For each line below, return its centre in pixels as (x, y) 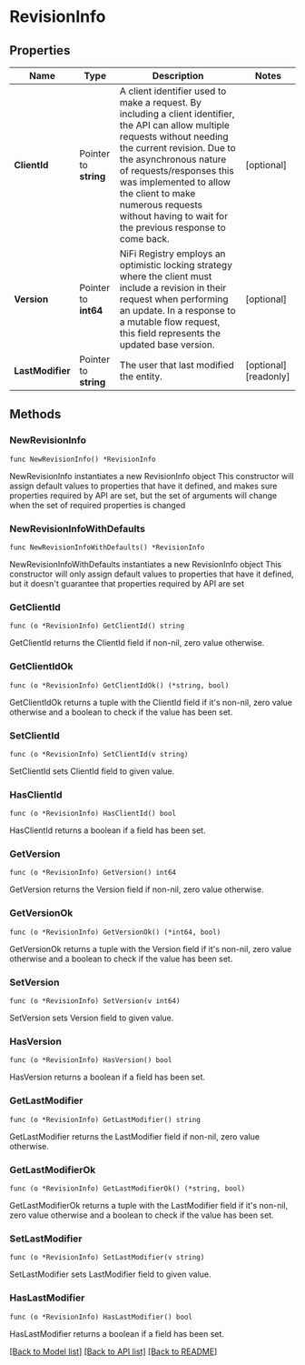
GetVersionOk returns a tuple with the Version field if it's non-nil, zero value (151, 948)
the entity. (141, 376)
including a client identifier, (177, 114)
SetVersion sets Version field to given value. (92, 1018)
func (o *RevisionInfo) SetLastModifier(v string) (107, 1258)
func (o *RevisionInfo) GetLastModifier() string (105, 1119)
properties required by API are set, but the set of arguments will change (143, 495)
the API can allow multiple (174, 125)
